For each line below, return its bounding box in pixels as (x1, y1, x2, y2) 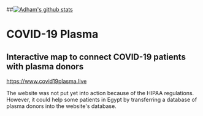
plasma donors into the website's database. (6, 102, 117, 110)
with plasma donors (6, 61, 84, 72)
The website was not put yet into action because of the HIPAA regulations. (6, 90, 194, 96)
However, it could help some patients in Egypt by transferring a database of (6, 96, 197, 103)
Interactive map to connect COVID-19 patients (6, 52, 186, 62)
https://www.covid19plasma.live (6, 77, 87, 85)
